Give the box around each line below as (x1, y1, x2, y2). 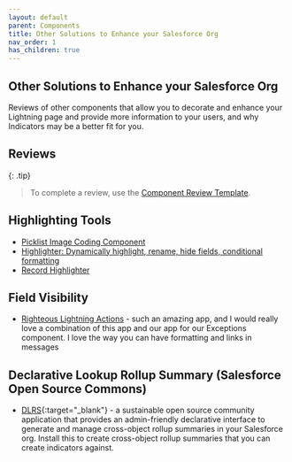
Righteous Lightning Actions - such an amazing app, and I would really (20, 313, 279, 324)
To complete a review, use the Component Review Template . (29, 187, 251, 197)
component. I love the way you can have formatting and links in (20, 333, 252, 343)
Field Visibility (8, 289, 89, 305)
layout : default (8, 12, 68, 22)
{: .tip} (8, 170, 32, 181)
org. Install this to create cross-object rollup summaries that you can (20, 433, 271, 443)
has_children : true (8, 46, 81, 55)
